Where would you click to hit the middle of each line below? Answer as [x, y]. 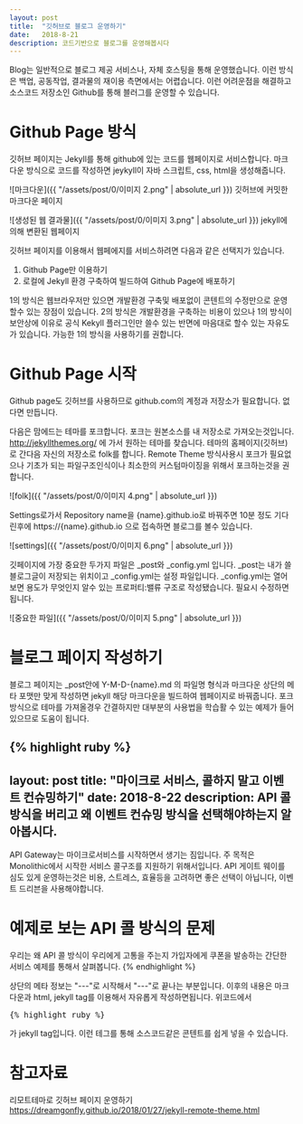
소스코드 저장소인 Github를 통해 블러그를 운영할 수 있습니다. [114, 92]
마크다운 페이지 [36, 201]
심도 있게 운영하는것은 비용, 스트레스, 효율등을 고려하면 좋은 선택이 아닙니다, [143, 877]
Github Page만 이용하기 [65, 270]
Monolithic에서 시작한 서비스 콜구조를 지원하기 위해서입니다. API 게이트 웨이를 [147, 866]
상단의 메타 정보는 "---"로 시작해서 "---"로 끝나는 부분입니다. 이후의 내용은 [141, 986]
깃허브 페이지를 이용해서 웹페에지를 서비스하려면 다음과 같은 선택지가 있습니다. [147, 250]
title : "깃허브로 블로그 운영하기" [68, 26]
